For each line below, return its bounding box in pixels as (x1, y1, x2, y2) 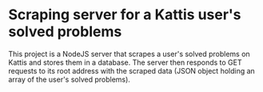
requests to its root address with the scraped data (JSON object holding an (8, 66, 256, 75)
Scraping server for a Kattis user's (8, 6, 241, 24)
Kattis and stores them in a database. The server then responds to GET (8, 58, 242, 67)
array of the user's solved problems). (8, 74, 130, 84)
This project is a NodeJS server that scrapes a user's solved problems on (8, 49, 250, 58)
